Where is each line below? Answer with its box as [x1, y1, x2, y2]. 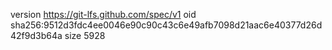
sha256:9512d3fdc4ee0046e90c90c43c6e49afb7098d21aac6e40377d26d [10, 19, 323, 31]
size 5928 [64, 30, 106, 41]
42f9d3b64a [10, 30, 63, 41]
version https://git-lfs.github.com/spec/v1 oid [10, 9, 197, 20]
